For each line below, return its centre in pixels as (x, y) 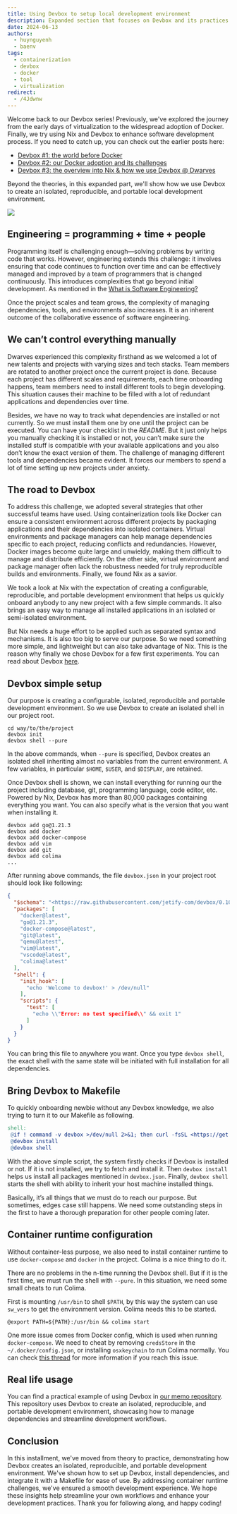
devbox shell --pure (38, 741)
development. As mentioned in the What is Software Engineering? (103, 288)
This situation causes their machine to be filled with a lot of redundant (109, 394)
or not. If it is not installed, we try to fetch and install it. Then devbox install (117, 1168)
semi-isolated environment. (47, 618)
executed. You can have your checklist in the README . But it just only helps (117, 430)
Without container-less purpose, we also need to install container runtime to (118, 1252)
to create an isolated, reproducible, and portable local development (105, 191)
